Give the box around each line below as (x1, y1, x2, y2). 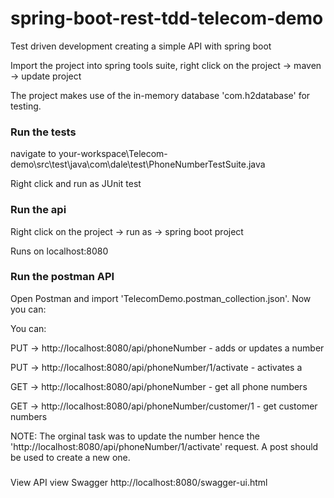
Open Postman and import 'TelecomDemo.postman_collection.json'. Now (10, 292, 312, 304)
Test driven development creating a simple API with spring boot (10, 40, 272, 52)
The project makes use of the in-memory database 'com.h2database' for (10, 89, 311, 101)
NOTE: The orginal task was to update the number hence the (10, 430, 260, 442)
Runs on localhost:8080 (10, 245, 109, 257)
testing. (10, 100, 42, 112)
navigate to (10, 148, 57, 160)
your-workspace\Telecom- (58, 148, 168, 160)
